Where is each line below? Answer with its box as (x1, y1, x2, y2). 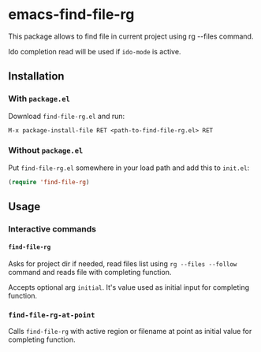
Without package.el (8, 145, 84, 156)
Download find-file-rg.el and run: (8, 111, 125, 120)
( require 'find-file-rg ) (8, 178, 90, 186)
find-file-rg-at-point (8, 311, 95, 320)
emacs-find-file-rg (8, 6, 135, 24)
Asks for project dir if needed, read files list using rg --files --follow (8, 259, 237, 269)
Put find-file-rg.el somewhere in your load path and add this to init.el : (8, 163, 250, 172)
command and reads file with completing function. (8, 268, 172, 277)
